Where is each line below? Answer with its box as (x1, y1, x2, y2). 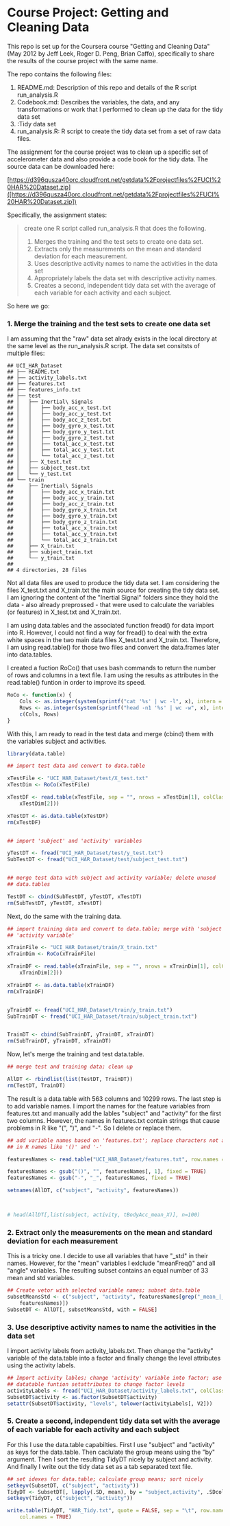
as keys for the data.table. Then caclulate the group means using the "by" (7, 1448, 216, 1456)
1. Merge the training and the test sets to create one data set (7, 319, 211, 328)
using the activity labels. (7, 1361, 76, 1369)
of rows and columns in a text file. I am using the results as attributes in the (7, 671, 219, 679)
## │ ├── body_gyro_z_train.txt (7, 519, 118, 526)
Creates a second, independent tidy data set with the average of (34, 281, 216, 289)
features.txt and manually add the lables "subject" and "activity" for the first (7, 1109, 221, 1117)
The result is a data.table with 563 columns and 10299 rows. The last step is (7, 1094, 222, 1103)
